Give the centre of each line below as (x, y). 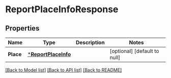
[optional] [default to (134, 51)
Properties (22, 28)
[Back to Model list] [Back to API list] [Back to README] (64, 70)
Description (90, 43)
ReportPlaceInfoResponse (62, 9)
